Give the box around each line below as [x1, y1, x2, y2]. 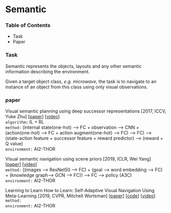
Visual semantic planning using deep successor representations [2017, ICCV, [5, 108, 166, 114]
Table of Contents [5, 22, 51, 29]
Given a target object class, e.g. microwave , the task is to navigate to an [5, 78, 157, 85]
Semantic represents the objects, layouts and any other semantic [5, 63, 142, 69]
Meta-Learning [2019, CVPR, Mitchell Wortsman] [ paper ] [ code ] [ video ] [5, 193, 156, 199]
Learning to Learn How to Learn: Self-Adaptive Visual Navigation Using [5, 188, 155, 194]
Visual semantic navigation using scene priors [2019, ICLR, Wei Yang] [5, 156, 152, 162]
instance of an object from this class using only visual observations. [5, 84, 148, 90]
